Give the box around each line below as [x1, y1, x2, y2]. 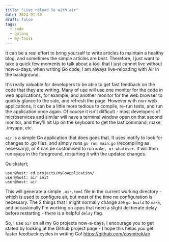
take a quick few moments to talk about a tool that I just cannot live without [5, 61, 162, 67]
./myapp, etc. [5, 124, 33, 130]
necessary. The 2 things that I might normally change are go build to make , [5, 199, 161, 205]
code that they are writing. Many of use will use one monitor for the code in [5, 87, 163, 93]
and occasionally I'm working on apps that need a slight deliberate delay [5, 204, 157, 210]
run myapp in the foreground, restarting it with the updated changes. [5, 151, 147, 157]
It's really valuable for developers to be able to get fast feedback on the [5, 81, 155, 87]
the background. [5, 71, 40, 77]
